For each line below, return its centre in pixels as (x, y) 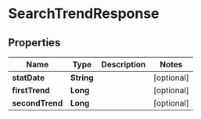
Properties (34, 43)
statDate (29, 78)
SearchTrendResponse (84, 14)
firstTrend (31, 90)
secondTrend (38, 103)
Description (124, 65)
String (82, 78)
